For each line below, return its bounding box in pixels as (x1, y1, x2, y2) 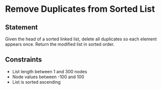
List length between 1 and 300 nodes (12, 68, 87, 74)
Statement (5, 23, 38, 31)
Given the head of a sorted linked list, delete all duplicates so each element (5, 36, 157, 42)
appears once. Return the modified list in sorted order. (5, 41, 115, 47)
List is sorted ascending (12, 79, 61, 85)
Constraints (5, 56, 42, 64)
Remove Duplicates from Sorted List (5, 3, 155, 15)
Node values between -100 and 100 (12, 74, 84, 80)
